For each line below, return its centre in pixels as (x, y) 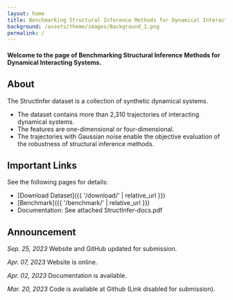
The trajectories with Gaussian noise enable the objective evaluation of (119, 136)
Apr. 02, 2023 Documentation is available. (67, 276)
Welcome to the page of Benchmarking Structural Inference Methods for (114, 55)
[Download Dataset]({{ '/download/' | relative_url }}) (91, 195)
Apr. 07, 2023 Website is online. (52, 262)
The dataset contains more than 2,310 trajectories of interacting (108, 114)
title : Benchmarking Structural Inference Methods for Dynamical (103, 20)
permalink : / (26, 33)
